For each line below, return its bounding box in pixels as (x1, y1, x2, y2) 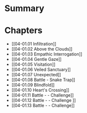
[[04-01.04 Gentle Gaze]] (11, 56, 62, 62)
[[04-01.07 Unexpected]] (11, 72, 61, 78)
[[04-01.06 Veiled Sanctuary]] (11, 67, 71, 72)
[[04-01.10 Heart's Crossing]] (11, 87, 70, 93)
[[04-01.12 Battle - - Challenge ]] (11, 98, 76, 103)
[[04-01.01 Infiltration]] (11, 41, 56, 47)
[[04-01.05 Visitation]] (11, 61, 56, 68)
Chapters (4, 25, 43, 36)
